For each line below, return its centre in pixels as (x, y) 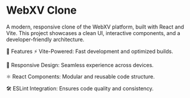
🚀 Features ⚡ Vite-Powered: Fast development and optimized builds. (90, 51)
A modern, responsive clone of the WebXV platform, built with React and (95, 27)
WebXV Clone (41, 10)
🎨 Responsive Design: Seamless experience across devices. (80, 65)
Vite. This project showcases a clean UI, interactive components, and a (93, 33)
